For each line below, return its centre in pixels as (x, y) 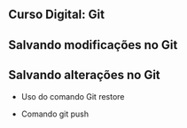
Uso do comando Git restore (73, 96)
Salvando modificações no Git (93, 45)
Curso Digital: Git (57, 15)
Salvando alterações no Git (84, 75)
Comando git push (55, 114)
